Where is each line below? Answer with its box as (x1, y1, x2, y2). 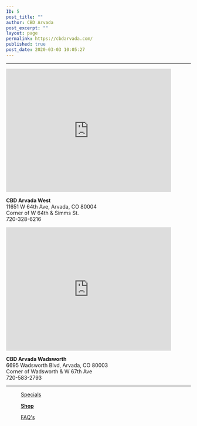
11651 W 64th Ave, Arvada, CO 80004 (6, 203, 97, 210)
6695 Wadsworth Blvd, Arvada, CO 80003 (6, 362, 108, 369)
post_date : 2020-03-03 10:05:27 (6, 47, 85, 53)
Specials (21, 391, 42, 398)
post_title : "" (6, 14, 43, 20)
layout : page (6, 30, 38, 36)
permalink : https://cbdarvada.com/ (6, 36, 93, 42)
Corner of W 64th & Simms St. (6, 209, 79, 216)
